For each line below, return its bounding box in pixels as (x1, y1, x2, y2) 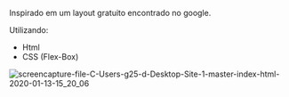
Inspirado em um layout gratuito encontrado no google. (9, 8, 212, 18)
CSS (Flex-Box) (21, 52, 79, 61)
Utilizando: (9, 25, 49, 35)
